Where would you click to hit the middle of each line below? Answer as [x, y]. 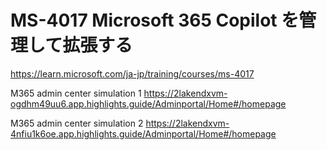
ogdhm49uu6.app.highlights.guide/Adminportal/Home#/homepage [148, 103]
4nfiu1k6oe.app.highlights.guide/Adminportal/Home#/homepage [143, 133]
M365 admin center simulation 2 [77, 123]
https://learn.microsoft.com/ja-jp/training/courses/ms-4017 [132, 73]
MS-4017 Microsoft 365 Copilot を [155, 20]
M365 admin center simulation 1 [76, 93]
